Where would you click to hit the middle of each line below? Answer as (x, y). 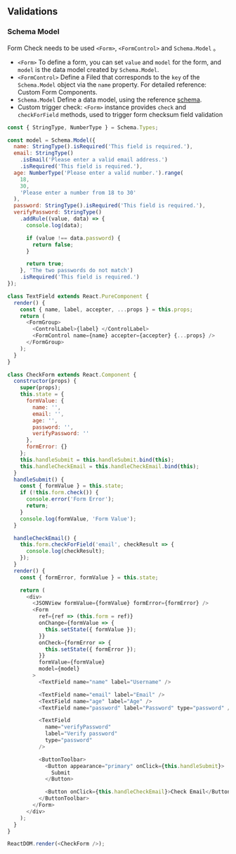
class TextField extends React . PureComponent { (78, 296)
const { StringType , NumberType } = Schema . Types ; (83, 127)
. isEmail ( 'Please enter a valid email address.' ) (94, 160)
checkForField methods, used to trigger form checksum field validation (120, 114)
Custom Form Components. (57, 92)
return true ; (45, 264)
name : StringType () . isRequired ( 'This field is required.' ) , (103, 147)
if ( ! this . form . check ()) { (59, 493)
